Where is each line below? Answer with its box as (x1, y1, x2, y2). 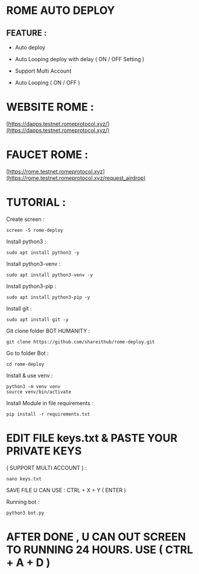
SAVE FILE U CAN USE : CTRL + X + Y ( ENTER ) (6, 486, 127, 493)
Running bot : (6, 498, 40, 506)
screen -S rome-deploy (6, 227, 63, 233)
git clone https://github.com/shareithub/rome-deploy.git (6, 338, 155, 345)
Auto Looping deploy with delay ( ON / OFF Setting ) (14, 56, 145, 62)
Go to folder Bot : (6, 349, 49, 357)
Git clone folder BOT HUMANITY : (6, 327, 90, 334)
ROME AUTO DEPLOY (6, 4, 115, 18)
